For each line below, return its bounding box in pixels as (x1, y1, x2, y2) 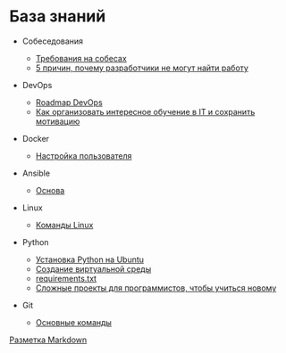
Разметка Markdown (9, 334, 88, 345)
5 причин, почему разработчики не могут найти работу (35, 62, 248, 73)
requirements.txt (35, 273, 97, 283)
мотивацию (35, 116, 80, 127)
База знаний (9, 6, 106, 27)
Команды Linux (35, 219, 94, 230)
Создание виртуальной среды (35, 263, 152, 274)
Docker (21, 133, 50, 144)
